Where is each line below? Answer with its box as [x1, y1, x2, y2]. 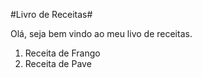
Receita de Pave [24, 58, 92, 69]
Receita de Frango [24, 47, 101, 59]
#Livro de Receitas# [10, 9, 93, 20]
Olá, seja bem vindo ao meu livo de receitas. [10, 28, 193, 39]
